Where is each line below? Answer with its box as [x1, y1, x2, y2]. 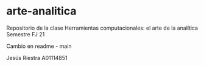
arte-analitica [6, 4, 77, 18]
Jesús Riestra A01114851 [6, 54, 68, 61]
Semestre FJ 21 [6, 30, 45, 38]
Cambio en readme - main [6, 42, 72, 50]
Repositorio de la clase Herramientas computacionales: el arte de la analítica [6, 24, 199, 31]
